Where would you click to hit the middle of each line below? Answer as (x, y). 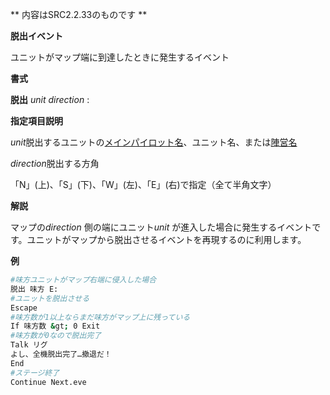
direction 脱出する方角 (55, 163)
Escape (24, 308)
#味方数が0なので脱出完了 (56, 336)
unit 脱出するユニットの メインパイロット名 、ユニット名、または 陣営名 (154, 142)
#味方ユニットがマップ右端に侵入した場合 (83, 280)
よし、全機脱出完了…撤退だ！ (61, 354)
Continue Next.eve (48, 382)
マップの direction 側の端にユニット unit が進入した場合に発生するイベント (161, 227)
